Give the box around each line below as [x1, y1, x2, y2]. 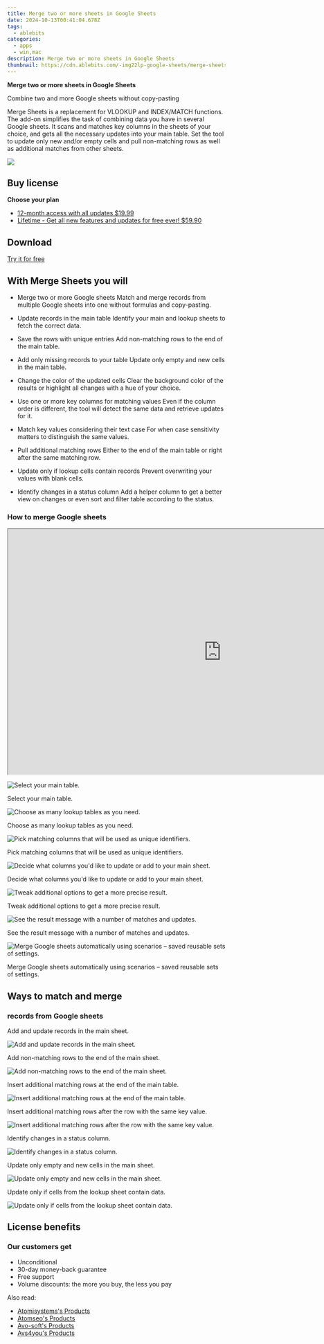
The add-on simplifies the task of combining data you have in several [7, 115, 204, 123]
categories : [7, 36, 42, 43]
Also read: [7, 1293, 37, 1302]
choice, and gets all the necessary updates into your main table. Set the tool [7, 129, 224, 138]
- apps [13, 42, 33, 49]
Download [7, 236, 52, 248]
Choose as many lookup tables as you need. [7, 821, 134, 830]
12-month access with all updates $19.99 [17, 209, 134, 217]
